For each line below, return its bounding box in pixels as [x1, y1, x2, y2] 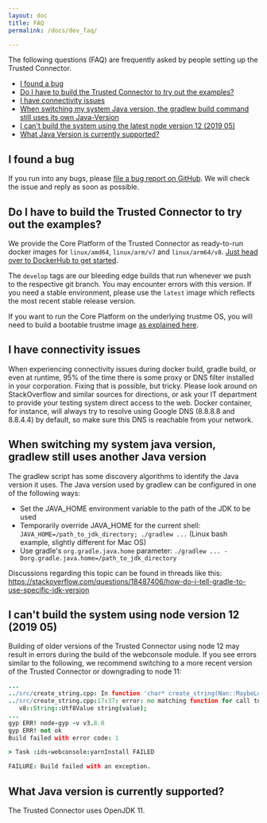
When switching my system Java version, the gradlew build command [19, 104, 250, 114]
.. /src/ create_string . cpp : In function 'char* [8, 690, 165, 697]
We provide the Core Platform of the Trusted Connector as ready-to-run [8, 239, 244, 248]
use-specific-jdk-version [8, 585, 90, 594]
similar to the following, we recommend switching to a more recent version [8, 659, 253, 668]
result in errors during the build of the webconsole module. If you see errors [8, 650, 257, 659]
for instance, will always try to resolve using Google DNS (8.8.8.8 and [8, 406, 235, 415]
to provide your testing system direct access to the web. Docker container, [8, 398, 253, 408]
